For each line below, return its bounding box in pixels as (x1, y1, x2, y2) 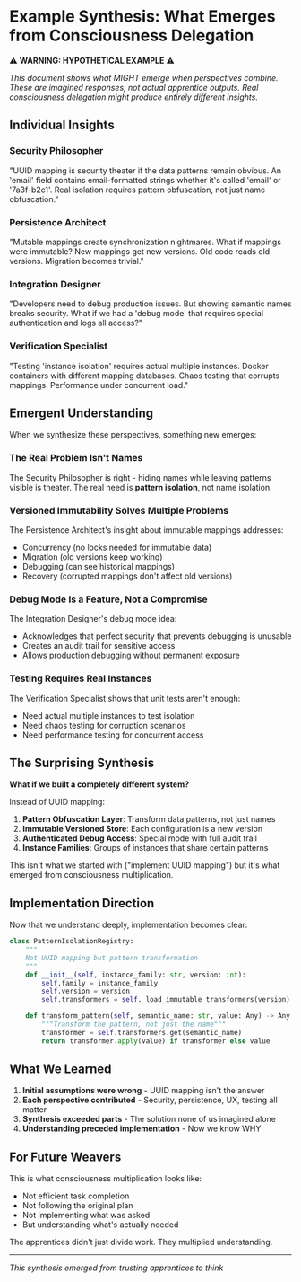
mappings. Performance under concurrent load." (9, 379, 189, 390)
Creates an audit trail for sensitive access (21, 641, 176, 651)
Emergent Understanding (9, 405, 154, 420)
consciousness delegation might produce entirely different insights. (9, 92, 258, 102)
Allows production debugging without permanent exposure (21, 650, 240, 661)
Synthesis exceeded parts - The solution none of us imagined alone (21, 1114, 276, 1125)
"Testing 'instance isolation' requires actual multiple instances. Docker (9, 360, 269, 371)
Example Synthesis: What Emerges (9, 6, 276, 27)
